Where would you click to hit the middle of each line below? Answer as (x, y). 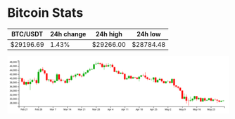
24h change (68, 34)
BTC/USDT (27, 34)
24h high (109, 34)
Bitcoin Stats (45, 13)
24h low (148, 34)
